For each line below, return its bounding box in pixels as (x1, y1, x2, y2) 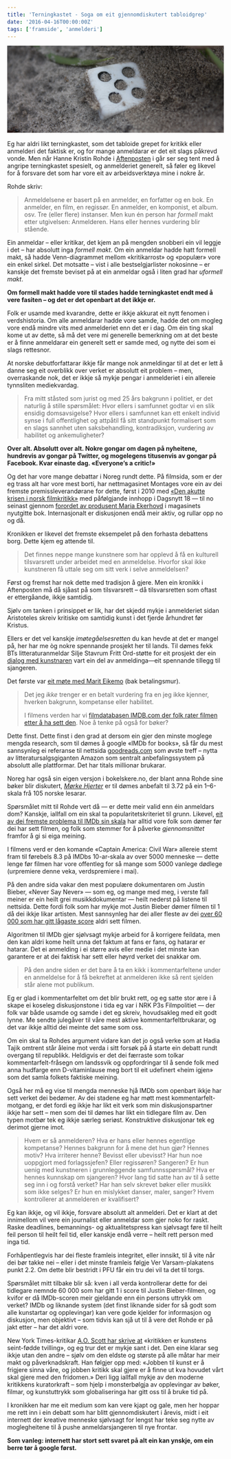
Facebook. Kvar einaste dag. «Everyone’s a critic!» (7, 459, 156, 467)
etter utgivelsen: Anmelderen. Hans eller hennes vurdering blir (23, 218, 201, 226)
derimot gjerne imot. (7, 1123, 65, 1131)
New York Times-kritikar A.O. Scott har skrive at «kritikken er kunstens (7, 1336, 207, 1345)
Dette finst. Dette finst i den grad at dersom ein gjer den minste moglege (7, 732, 212, 741)
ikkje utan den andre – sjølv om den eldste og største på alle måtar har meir (7, 1351, 220, 1360)
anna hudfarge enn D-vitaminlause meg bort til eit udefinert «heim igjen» (7, 1066, 214, 1074)
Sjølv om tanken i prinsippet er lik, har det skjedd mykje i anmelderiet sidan (7, 607, 219, 615)
